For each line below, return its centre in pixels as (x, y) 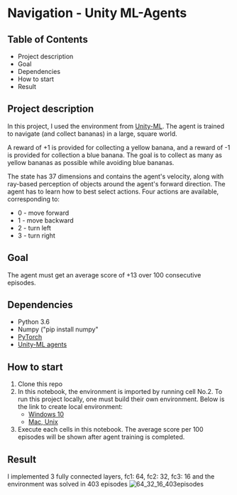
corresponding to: (34, 199)
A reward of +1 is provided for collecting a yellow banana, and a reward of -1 (119, 147)
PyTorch (30, 337)
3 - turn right (36, 235)
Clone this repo (40, 384)
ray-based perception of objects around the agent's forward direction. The (116, 183)
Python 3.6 (33, 322)
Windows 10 (46, 415)
